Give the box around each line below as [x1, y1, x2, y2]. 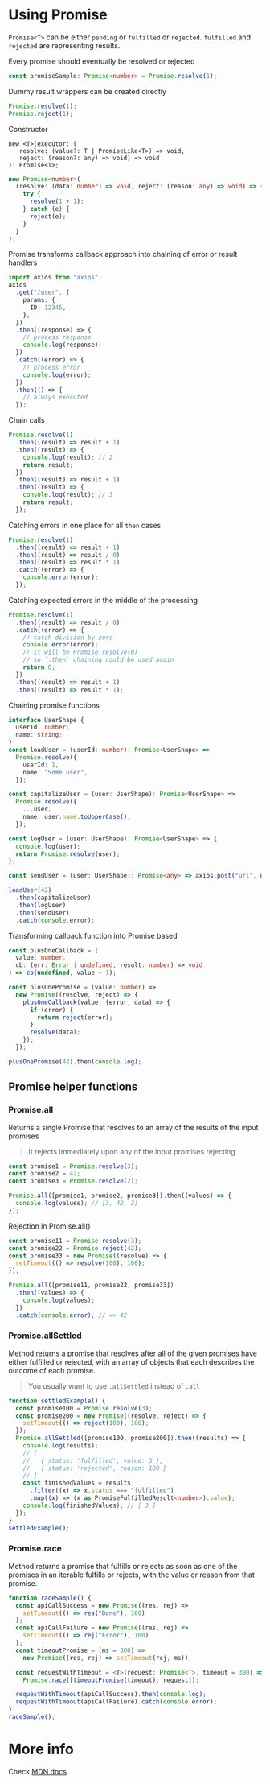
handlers [8, 258, 38, 267]
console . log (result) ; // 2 [22, 453, 113, 461]
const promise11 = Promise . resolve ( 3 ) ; [8, 1237, 142, 1245]
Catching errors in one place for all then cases [8, 520, 162, 530]
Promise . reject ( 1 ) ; [8, 109, 74, 118]
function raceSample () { [8, 1594, 92, 1602]
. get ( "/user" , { [15, 288, 70, 297]
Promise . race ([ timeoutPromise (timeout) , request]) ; [22, 1676, 199, 1684]
